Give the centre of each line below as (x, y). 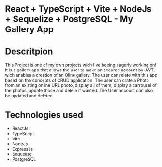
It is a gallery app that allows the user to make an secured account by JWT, (80, 70)
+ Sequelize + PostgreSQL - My (69, 19)
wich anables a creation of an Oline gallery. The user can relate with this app (81, 75)
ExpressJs (22, 149)
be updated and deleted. (29, 96)
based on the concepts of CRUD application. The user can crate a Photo (77, 80)
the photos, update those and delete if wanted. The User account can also (79, 91)
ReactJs (20, 128)
